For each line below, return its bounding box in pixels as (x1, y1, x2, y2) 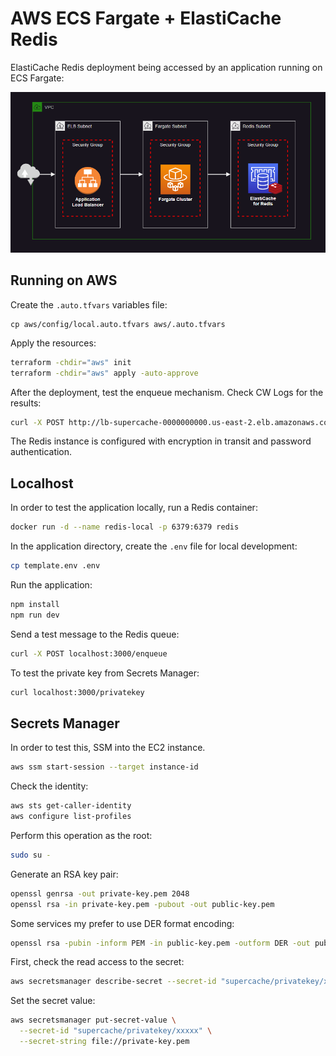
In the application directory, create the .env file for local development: (10, 540, 298, 552)
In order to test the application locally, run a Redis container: (10, 502, 258, 514)
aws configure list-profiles (10, 812, 132, 822)
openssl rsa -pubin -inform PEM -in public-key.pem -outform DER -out (10, 938, 311, 948)
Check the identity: (10, 780, 89, 792)
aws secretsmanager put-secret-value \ (10, 1015, 177, 1026)
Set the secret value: (10, 995, 96, 1007)
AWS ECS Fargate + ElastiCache (10, 7, 282, 30)
